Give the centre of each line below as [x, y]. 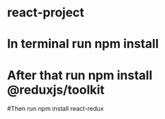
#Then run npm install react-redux [55, 109]
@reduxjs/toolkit [56, 90]
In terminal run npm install [83, 44]
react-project [46, 13]
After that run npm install [80, 75]
